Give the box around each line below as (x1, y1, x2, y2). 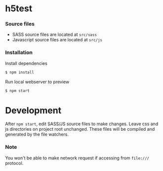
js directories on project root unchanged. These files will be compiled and (5, 126, 155, 132)
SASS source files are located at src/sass (12, 31, 97, 37)
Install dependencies (5, 60, 48, 66)
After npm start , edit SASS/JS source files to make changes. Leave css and (5, 121, 159, 127)
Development (5, 105, 62, 116)
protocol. (5, 160, 24, 166)
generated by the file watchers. (5, 131, 69, 138)
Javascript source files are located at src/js (12, 37, 103, 43)
